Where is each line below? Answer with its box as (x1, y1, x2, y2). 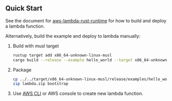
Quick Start (5, 4, 43, 13)
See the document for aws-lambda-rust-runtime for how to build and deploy (5, 17, 167, 23)
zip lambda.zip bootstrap (12, 81, 68, 86)
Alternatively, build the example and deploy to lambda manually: (5, 33, 141, 39)
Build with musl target (12, 43, 59, 49)
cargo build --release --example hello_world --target (12, 57, 133, 63)
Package (12, 66, 32, 73)
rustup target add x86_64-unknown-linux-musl (12, 53, 112, 58)
